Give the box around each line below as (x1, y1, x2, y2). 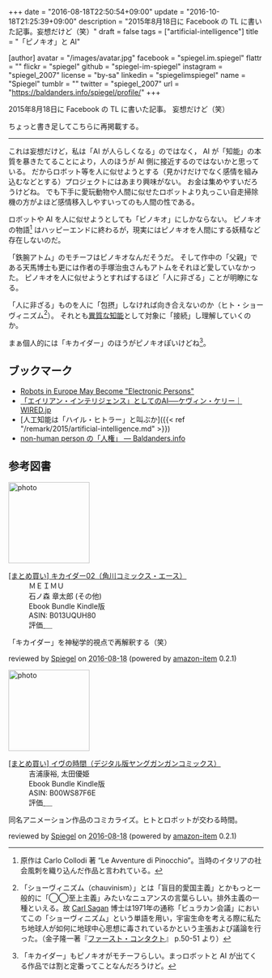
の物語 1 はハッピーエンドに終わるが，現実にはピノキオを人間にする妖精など (8, 223, 261, 235)
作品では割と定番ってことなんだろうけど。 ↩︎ (27, 961, 176, 971)
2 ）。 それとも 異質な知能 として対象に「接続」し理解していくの (44, 308, 252, 320)
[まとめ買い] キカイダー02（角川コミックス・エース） (8, 571, 187, 580)
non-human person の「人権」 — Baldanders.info (19, 433, 186, 443)
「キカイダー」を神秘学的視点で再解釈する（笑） (8, 637, 172, 647)
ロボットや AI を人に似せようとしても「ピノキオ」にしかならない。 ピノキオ (8, 214, 262, 224)
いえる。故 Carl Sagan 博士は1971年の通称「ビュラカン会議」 (34, 903, 239, 912)
